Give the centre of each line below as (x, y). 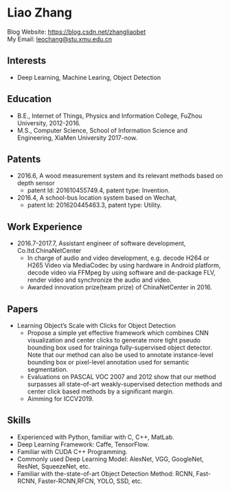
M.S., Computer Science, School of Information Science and (102, 130)
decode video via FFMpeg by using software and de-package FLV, (122, 273)
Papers (23, 309)
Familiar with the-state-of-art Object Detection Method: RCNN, (106, 473)
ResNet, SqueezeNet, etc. (54, 466)
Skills (19, 421)
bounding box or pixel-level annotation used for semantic (108, 362)
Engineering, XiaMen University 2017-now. (77, 137)
